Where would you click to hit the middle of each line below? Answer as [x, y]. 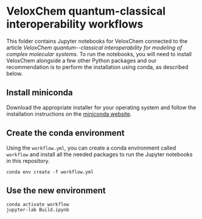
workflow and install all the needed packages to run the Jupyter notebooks [99, 154]
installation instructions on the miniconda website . [69, 113]
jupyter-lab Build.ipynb [38, 210]
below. [15, 73]
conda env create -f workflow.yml [50, 172]
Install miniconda [40, 93]
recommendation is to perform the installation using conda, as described [97, 67]
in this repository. [28, 160]
